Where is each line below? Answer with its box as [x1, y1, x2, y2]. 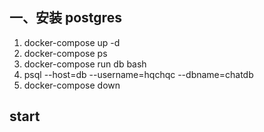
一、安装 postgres [9, 9, 122, 27]
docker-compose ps [23, 47, 108, 59]
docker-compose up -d [23, 36, 121, 48]
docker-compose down [23, 79, 121, 91]
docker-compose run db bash [23, 58, 147, 70]
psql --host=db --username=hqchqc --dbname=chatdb [23, 68, 254, 80]
